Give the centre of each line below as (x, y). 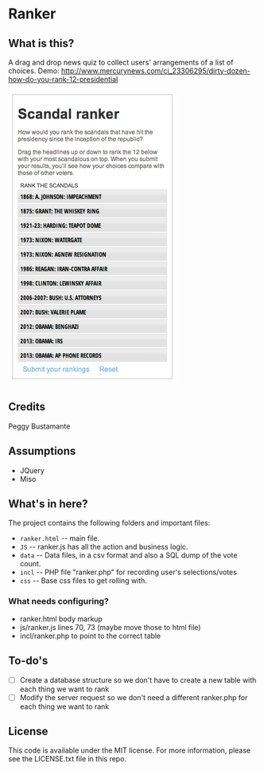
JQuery (32, 470)
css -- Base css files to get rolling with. (83, 581)
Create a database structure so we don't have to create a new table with (138, 680)
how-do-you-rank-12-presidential (63, 79)
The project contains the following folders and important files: (109, 523)
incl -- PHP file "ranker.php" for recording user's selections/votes (128, 572)
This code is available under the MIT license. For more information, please (130, 750)
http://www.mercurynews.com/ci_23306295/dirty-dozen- (155, 71)
